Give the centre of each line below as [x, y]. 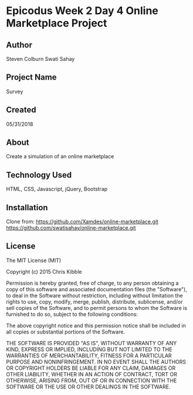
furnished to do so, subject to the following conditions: [72, 314]
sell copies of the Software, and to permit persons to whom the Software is [97, 308]
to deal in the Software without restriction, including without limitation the [94, 295]
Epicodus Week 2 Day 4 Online [82, 11]
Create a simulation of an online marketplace [60, 156]
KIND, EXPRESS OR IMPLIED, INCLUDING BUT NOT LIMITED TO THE [89, 349]
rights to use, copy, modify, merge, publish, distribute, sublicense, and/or [94, 302]
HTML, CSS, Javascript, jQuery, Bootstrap [57, 189]
